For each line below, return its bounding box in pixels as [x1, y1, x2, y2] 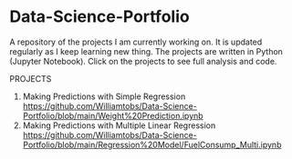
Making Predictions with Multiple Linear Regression [22, 120, 216, 131]
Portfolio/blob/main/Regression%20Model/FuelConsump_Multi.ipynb [22, 139, 282, 150]
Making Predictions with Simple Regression [22, 91, 186, 102]
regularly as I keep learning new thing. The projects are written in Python [9, 45, 283, 56]
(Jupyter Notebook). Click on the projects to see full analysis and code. [9, 55, 277, 66]
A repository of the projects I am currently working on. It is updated [9, 36, 263, 47]
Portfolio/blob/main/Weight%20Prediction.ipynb [22, 110, 203, 121]
